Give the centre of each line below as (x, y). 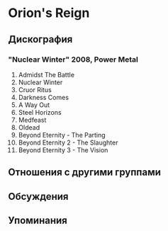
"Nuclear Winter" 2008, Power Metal (73, 60)
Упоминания (38, 221)
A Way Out (34, 105)
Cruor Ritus (35, 89)
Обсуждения (38, 196)
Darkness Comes (44, 97)
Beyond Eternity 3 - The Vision (63, 150)
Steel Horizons (40, 112)
